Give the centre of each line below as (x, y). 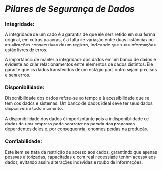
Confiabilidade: (24, 141)
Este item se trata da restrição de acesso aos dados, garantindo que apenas (81, 152)
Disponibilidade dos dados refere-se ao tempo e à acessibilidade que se (77, 98)
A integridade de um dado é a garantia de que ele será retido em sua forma (80, 34)
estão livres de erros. (26, 50)
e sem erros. (18, 75)
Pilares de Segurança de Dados (70, 9)
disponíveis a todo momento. (34, 108)
